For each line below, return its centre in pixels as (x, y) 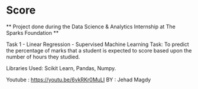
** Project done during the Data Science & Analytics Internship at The (91, 27)
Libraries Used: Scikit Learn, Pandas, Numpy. (61, 68)
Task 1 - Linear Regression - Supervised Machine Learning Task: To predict (98, 44)
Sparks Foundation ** (33, 32)
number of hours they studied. (43, 57)
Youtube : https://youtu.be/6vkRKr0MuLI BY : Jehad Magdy (79, 80)
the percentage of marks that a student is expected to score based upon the (99, 50)
